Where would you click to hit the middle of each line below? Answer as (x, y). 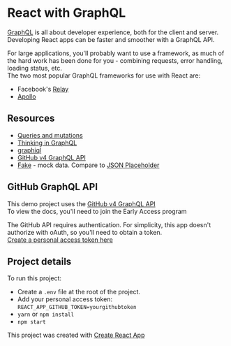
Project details (39, 261)
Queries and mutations (50, 135)
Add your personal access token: (65, 299)
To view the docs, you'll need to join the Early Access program (97, 211)
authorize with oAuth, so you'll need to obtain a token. (85, 232)
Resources (31, 118)
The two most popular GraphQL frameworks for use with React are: (104, 75)
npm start (32, 322)
